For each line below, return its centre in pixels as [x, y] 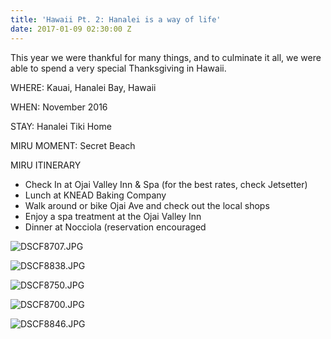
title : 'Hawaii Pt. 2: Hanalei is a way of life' [116, 19]
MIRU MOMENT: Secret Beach [73, 145]
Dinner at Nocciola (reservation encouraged [115, 227]
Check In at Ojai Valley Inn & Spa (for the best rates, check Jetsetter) [166, 184]
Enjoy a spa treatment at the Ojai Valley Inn [113, 216]
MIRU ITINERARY [46, 165]
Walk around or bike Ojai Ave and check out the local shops [147, 205]
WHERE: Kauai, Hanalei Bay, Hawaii [83, 87]
